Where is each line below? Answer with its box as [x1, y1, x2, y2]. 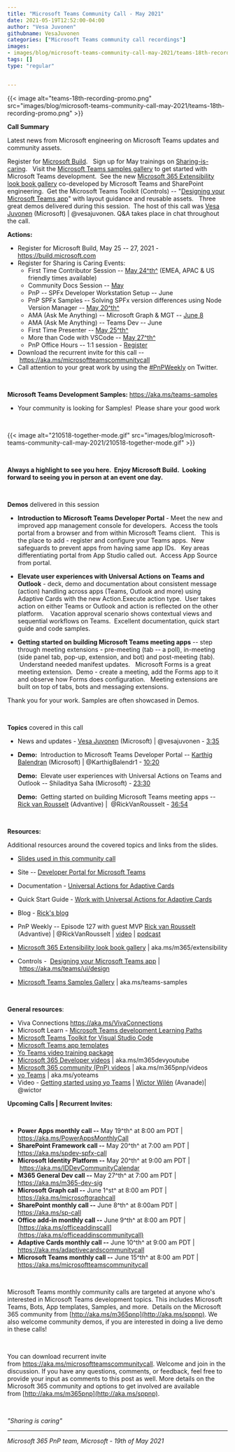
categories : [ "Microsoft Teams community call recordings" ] [7, 36, 187, 43]
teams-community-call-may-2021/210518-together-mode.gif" [7, 438, 185, 447]
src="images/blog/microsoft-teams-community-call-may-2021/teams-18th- [7, 101, 225, 109]
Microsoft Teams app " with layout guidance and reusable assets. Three [7, 194, 216, 203]
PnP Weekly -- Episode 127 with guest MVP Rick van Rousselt [17, 922, 196, 930]
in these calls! [7, 1324, 48, 1333]
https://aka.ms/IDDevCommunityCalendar [19, 1163, 140, 1172]
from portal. [17, 558, 52, 566]
